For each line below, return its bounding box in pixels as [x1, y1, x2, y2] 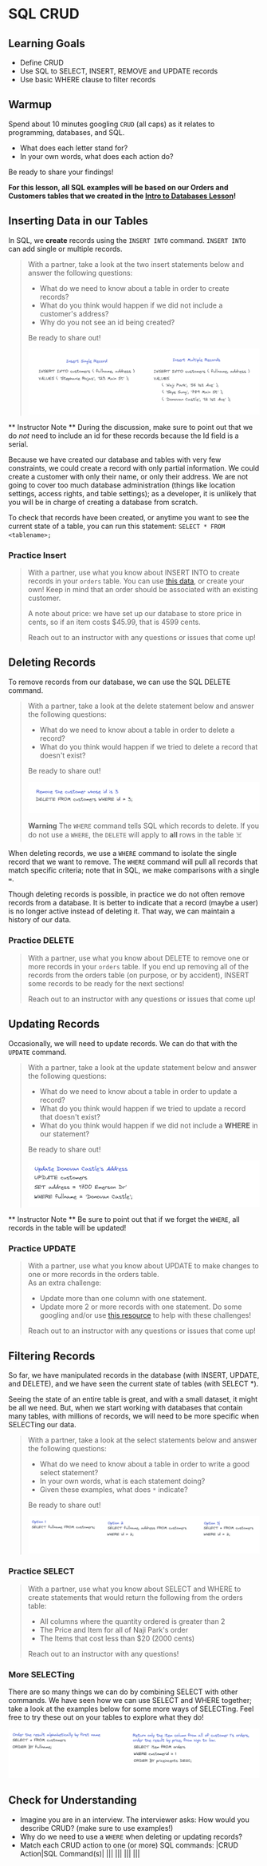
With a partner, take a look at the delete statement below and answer [27, 701, 254, 710]
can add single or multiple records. [8, 244, 123, 253]
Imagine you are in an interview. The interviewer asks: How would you [19, 1815, 249, 1824]
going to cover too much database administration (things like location [8, 480, 236, 490]
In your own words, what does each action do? [19, 151, 174, 161]
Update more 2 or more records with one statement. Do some [39, 1302, 242, 1311]
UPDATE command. [8, 1047, 67, 1056]
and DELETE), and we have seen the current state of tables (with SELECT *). [8, 1379, 259, 1389]
